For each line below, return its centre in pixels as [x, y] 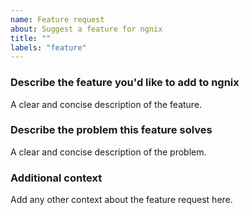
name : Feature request [57, 19]
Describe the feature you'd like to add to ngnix [125, 83]
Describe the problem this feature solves [111, 130]
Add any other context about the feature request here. [121, 200]
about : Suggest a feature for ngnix [86, 29]
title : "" [31, 38]
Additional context [56, 178]
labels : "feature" [48, 47]
